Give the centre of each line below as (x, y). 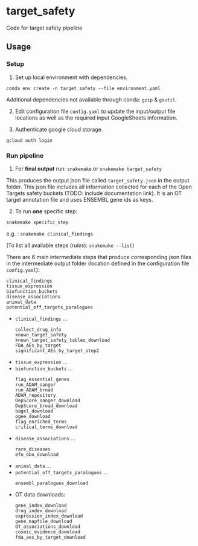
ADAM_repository (35, 395)
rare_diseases (33, 449)
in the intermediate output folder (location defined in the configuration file (98, 263)
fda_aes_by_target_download (50, 537)
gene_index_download (41, 506)
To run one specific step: (46, 211)
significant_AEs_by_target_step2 (57, 351)
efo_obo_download (37, 454)
